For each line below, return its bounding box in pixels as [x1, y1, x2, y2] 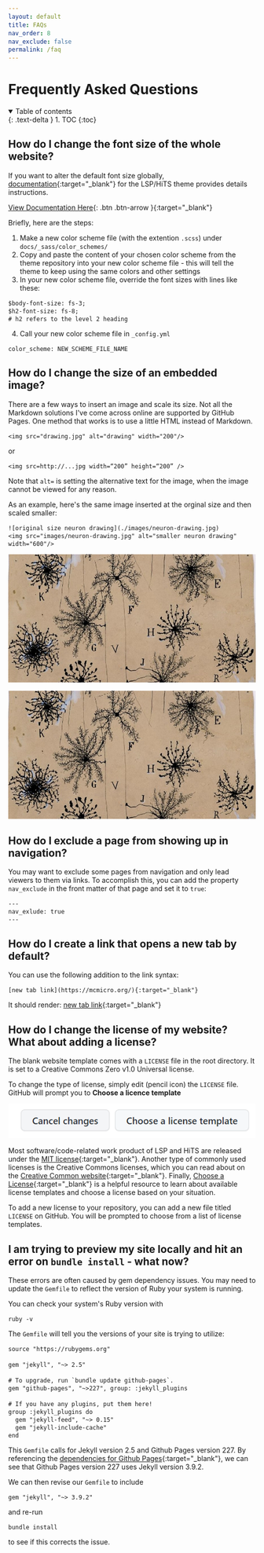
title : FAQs [8, 20, 47, 29]
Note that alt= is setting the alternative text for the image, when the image [8, 476, 249, 485]
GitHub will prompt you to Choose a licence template [8, 1088, 181, 1097]
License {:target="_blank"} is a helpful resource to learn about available [8, 1179, 238, 1189]
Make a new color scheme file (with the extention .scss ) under [19, 233, 222, 243]
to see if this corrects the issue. [8, 1537, 110, 1547]
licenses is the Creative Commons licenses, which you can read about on [8, 1163, 245, 1172]
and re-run [8, 1507, 43, 1517]
